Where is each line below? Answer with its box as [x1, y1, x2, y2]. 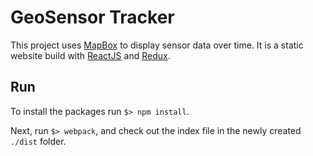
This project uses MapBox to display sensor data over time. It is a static [10, 39, 304, 51]
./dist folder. [10, 135, 67, 147]
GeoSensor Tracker [10, 6, 175, 29]
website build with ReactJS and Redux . [10, 49, 171, 61]
